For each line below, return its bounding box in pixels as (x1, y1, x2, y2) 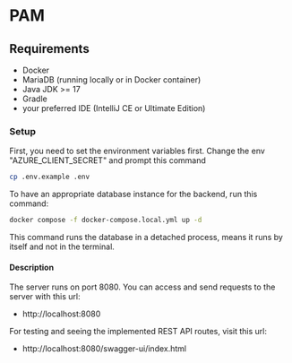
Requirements (9, 41, 90, 56)
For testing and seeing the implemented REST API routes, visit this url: (9, 326, 267, 337)
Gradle (21, 93, 47, 104)
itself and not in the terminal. (9, 241, 115, 252)
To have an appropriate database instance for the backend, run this (9, 189, 258, 200)
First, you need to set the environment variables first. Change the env (9, 145, 266, 157)
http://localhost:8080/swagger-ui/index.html (21, 343, 186, 354)
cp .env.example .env (9, 172, 90, 182)
